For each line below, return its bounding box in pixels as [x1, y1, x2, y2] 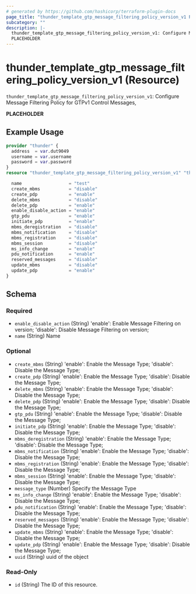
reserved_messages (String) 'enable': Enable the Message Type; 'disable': [14, 516, 190, 523]
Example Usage [6, 127, 64, 138]
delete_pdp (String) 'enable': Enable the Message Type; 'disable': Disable [14, 397, 190, 404]
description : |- [6, 25, 45, 31]
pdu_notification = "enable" [11, 251, 95, 257]
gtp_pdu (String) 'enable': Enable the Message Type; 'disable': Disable [14, 410, 183, 417]
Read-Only [6, 568, 38, 576]
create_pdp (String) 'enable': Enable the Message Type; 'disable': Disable [14, 373, 190, 380]
